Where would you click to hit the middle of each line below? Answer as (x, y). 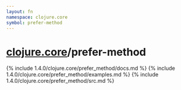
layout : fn (20, 12)
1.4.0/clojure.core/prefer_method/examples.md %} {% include (82, 75)
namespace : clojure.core (37, 17)
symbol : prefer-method (34, 22)
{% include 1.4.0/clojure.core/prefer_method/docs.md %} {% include (91, 68)
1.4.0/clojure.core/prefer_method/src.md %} (60, 81)
